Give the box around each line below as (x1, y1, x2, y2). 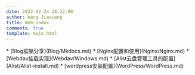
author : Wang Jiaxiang (6, 14, 63, 20)
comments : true (6, 25, 44, 31)
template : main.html (6, 31, 58, 37)
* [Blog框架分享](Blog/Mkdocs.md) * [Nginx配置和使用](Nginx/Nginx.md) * (6, 48, 190, 55)
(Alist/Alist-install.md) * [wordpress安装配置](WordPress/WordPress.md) (6, 63, 184, 70)
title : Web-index (6, 19, 49, 25)
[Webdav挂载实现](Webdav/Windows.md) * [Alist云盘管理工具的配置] (6, 55, 176, 62)
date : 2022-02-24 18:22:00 (6, 8, 73, 15)
